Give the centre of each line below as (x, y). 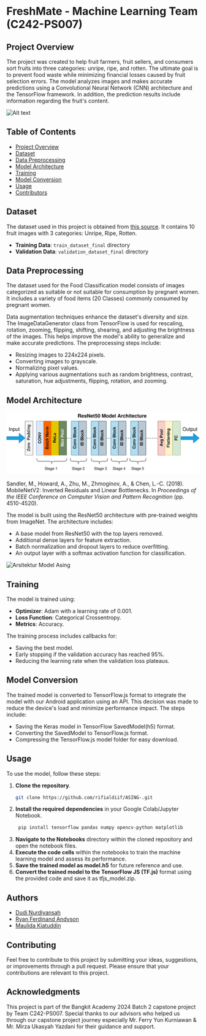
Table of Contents (41, 132)
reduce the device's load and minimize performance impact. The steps (96, 708)
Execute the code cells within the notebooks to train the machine (98, 852)
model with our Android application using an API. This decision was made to (102, 702)
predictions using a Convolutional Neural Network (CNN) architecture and (99, 88)
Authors (22, 898)
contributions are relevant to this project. (58, 972)
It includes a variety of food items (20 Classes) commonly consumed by (97, 298)
